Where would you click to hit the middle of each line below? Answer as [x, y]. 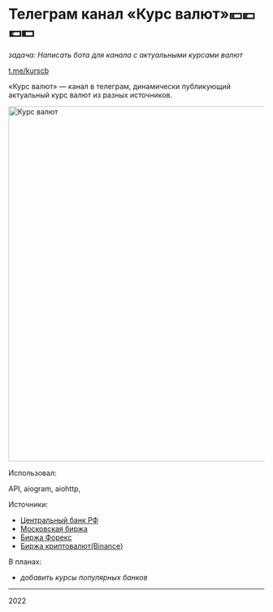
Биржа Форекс [46, 537]
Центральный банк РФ [59, 519]
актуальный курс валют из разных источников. [91, 95]
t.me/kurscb [29, 71]
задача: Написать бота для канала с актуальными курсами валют [126, 54]
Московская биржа [54, 528]
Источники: [28, 504]
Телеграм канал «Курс [90, 14]
